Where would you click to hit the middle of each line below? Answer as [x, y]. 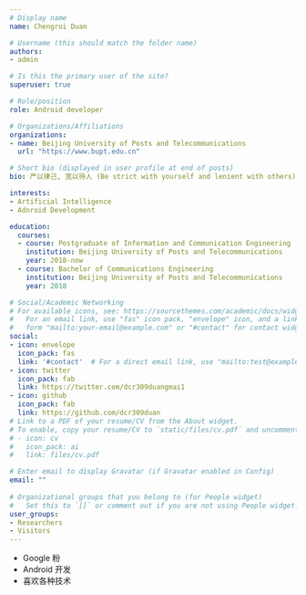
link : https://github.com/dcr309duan [89, 412]
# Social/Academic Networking [67, 302]
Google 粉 [41, 558]
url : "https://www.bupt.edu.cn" [79, 151]
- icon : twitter [40, 371]
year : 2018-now [55, 261]
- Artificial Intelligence [61, 202]
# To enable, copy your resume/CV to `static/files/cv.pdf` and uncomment [154, 430]
